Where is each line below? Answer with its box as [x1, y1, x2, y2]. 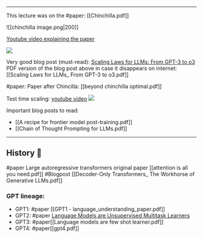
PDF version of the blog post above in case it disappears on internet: [6, 64, 177, 72]
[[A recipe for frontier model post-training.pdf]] [14, 119, 133, 125]
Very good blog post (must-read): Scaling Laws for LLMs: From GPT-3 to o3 [6, 58, 195, 65]
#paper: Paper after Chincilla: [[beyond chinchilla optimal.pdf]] [6, 83, 162, 90]
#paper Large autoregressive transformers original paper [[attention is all [6, 164, 188, 171]
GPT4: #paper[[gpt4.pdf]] [14, 225, 80, 232]
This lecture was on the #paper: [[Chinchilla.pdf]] [6, 12, 129, 19]
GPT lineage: [6, 192, 45, 200]
